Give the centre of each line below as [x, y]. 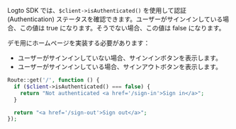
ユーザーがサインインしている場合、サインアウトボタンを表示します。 [119, 67]
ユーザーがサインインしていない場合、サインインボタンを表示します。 [119, 58]
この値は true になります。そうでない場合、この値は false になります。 [122, 28]
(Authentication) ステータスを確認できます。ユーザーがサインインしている [115, 19]
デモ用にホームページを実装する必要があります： [79, 43]
